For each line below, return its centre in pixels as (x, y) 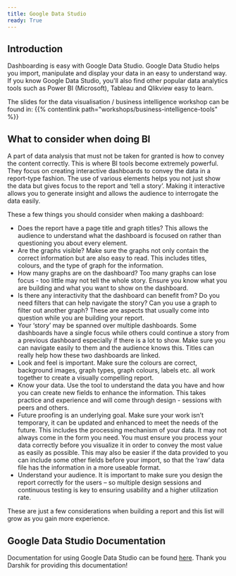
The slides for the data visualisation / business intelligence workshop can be (118, 102)
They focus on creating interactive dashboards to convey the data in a (109, 171)
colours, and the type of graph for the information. (91, 265)
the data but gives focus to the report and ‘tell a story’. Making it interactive (116, 186)
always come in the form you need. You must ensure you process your (120, 438)
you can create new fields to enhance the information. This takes (112, 393)
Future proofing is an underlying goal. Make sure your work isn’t (111, 415)
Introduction (35, 49)
